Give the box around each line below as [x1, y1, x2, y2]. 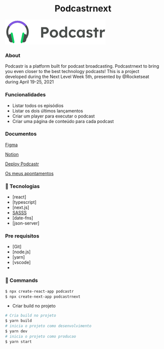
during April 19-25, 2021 [5, 79, 54, 85]
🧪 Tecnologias [5, 183, 40, 190]
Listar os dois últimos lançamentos [12, 108, 83, 114]
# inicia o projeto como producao [5, 334, 77, 339]
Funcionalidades [5, 91, 46, 98]
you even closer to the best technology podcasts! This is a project [5, 69, 140, 75]
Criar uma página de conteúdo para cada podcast [12, 118, 114, 124]
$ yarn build [5, 318, 32, 323]
